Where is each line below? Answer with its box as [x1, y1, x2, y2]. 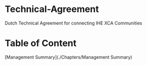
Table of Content [5, 37, 77, 49]
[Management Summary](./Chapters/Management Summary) [5, 54, 132, 60]
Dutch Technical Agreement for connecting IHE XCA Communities [5, 20, 142, 26]
